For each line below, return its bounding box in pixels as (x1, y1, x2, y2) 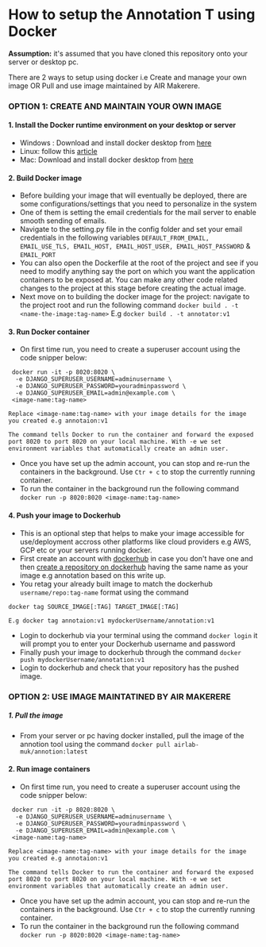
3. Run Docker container (8, 327, 90, 337)
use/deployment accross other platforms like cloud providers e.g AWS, (19, 537, 252, 546)
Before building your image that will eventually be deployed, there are (19, 191, 248, 200)
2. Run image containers (8, 764, 91, 774)
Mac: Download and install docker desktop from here (19, 155, 194, 164)
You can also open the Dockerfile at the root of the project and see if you (19, 258, 259, 268)
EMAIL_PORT (19, 252, 56, 260)
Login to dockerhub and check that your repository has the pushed (19, 663, 240, 672)
